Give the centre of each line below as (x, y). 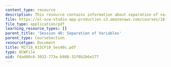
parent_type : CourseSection (35, 38)
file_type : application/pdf (35, 24)
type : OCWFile (20, 52)
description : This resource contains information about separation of (82, 15)
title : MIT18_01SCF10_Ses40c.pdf (41, 47)
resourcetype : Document (31, 43)
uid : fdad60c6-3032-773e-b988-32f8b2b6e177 (52, 57)
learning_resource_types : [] (36, 29)
